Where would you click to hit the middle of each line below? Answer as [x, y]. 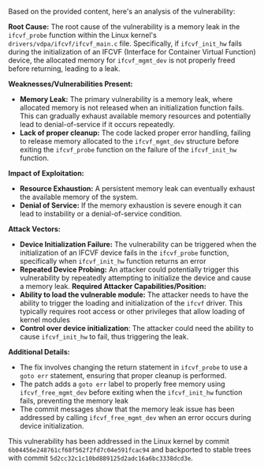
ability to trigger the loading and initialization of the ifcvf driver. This [131, 303]
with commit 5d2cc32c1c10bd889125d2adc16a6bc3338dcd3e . [100, 458]
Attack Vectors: [35, 229]
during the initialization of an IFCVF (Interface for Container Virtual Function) [132, 52]
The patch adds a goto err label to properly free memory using [123, 384]
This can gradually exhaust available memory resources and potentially [135, 116]
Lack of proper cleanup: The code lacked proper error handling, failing [135, 133]
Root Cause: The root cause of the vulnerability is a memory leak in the [124, 26]
